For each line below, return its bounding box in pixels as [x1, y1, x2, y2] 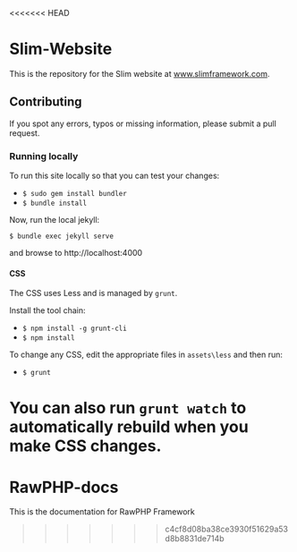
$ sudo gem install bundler [21, 190, 127, 199]
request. [9, 127, 40, 138]
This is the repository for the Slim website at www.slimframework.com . [9, 68, 270, 79]
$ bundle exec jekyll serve [9, 232, 115, 241]
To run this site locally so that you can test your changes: [9, 170, 220, 182]
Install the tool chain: [9, 305, 87, 316]
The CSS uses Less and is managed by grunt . [9, 288, 178, 299]
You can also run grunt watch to [9, 398, 247, 419]
